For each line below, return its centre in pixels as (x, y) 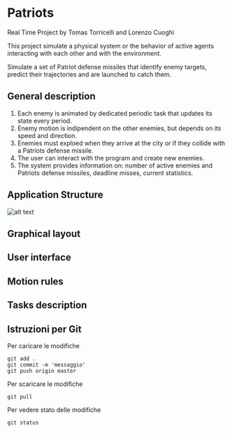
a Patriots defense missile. (55, 150)
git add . (22, 359)
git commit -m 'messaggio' (46, 365)
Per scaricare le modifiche (45, 384)
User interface (39, 257)
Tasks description (47, 305)
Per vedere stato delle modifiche (54, 410)
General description (51, 96)
